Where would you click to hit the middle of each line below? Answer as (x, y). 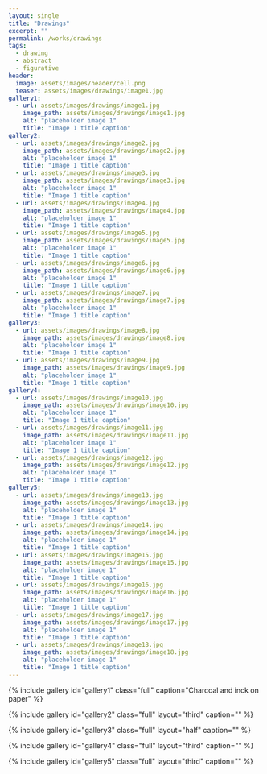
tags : (17, 46)
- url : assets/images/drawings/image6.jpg (88, 263)
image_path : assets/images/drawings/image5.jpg (104, 241)
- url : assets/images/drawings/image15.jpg (89, 555)
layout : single (34, 16)
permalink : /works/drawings (55, 38)
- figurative (37, 68)
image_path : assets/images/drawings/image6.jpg (104, 271)
